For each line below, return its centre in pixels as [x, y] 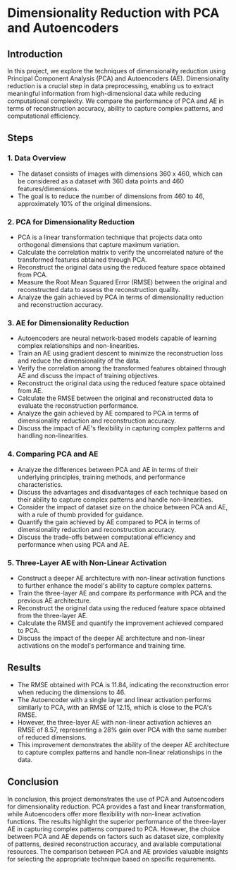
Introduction [35, 54]
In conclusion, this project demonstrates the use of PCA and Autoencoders [116, 799]
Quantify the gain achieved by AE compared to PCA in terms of [109, 522]
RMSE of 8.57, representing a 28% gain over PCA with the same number [122, 730]
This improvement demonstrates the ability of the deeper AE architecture [123, 744]
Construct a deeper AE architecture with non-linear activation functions [121, 578]
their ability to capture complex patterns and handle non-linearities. [115, 500]
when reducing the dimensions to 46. [72, 692]
